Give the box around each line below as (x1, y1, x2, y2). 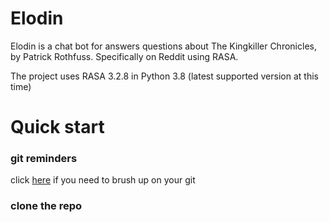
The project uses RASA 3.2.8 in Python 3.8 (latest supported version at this (10, 70, 319, 82)
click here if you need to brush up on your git (10, 174, 196, 186)
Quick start (10, 116, 105, 139)
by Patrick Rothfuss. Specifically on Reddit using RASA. (10, 50, 239, 62)
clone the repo (10, 199, 83, 213)
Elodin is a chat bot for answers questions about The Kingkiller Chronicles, (10, 40, 317, 52)
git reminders (10, 152, 78, 166)
